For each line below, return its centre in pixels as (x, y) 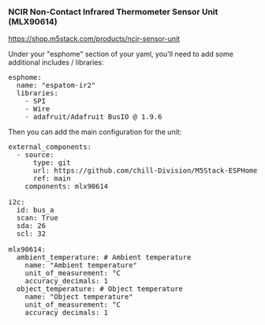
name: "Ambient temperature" (81, 265)
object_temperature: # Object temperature (100, 289)
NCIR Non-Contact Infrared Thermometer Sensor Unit (113, 12)
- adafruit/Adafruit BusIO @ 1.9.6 (93, 117)
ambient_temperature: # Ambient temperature (104, 258)
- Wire (37, 109)
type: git (52, 163)
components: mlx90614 (67, 187)
